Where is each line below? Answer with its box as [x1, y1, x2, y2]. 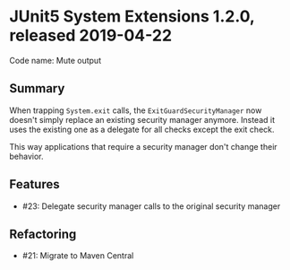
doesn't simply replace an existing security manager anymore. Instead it [9, 114, 276, 125]
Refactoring [9, 226, 77, 241]
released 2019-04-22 [9, 25, 173, 46]
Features [9, 177, 60, 192]
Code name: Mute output [9, 55, 101, 65]
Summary [9, 81, 65, 96]
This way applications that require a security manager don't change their [9, 141, 277, 152]
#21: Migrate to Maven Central [21, 250, 134, 261]
